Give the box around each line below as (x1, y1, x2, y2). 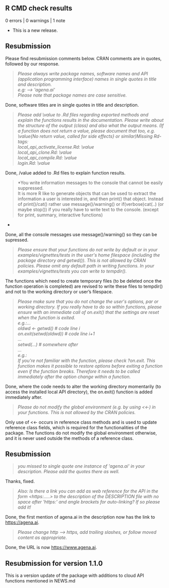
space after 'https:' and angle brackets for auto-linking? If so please (17, 499, 160, 505)
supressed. (5, 237, 29, 243)
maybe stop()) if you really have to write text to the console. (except (17, 206, 159, 212)
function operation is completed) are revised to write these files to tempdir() (5, 283, 163, 289)
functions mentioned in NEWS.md (5, 578, 76, 584)
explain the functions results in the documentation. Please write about (17, 117, 164, 123)
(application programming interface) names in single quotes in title (17, 76, 157, 82)
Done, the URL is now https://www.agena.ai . (5, 545, 97, 551)
